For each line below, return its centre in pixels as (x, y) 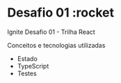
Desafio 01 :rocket (61, 13)
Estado (27, 58)
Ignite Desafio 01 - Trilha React (51, 32)
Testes (27, 73)
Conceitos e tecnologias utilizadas (56, 45)
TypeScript (33, 66)
